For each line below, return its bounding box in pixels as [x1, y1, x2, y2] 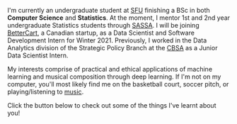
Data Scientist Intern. [7, 51, 69, 60]
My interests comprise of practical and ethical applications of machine [7, 65, 213, 73]
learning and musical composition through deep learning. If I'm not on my [7, 72, 221, 81]
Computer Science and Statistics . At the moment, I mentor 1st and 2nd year [7, 13, 231, 22]
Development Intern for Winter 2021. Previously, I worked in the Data [7, 36, 207, 45]
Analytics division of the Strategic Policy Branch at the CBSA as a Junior [7, 44, 218, 52]
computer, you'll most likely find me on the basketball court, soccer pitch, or [7, 80, 229, 88]
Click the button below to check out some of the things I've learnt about [7, 101, 216, 109]
